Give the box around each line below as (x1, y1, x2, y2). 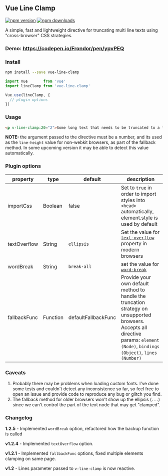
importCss (7, 202, 32, 209)
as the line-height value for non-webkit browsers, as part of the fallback (5, 139, 156, 145)
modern (120, 246, 139, 253)
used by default (120, 220, 158, 227)
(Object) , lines (120, 349, 157, 356)
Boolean (43, 202, 62, 209)
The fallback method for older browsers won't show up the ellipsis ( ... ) (12, 396, 160, 403)
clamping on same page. (5, 456, 56, 462)
